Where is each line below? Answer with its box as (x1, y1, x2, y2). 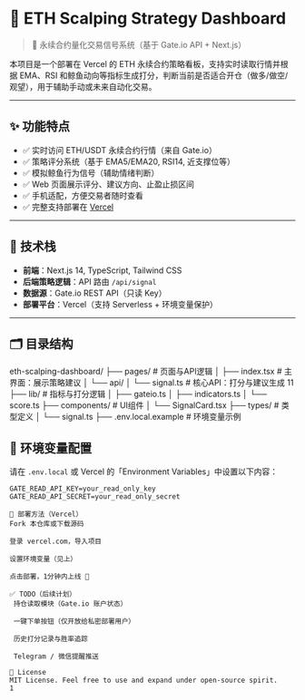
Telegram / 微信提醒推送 (13, 652, 100, 661)
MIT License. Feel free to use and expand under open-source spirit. (9, 676, 279, 685)
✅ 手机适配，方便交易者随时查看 (22, 190, 143, 200)
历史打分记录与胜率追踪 (13, 635, 88, 644)
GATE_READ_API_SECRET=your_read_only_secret (9, 492, 181, 501)
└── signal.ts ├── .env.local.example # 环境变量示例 (42, 412, 241, 423)
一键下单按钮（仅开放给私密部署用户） (13, 617, 136, 627)
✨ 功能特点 (9, 119, 71, 134)
